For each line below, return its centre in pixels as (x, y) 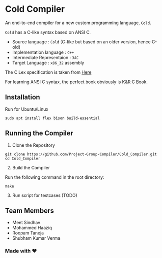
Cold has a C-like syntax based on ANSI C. (48, 32)
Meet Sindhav (26, 223)
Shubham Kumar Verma (36, 238)
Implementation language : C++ (43, 52)
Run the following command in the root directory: (55, 177)
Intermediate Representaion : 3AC (45, 57)
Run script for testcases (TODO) (45, 195)
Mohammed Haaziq (32, 228)
